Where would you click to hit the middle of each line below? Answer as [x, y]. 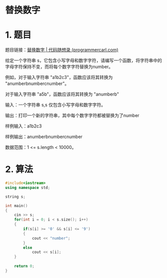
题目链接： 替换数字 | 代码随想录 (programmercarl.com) [62, 50]
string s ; [15, 196]
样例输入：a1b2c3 [23, 126]
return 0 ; [24, 266]
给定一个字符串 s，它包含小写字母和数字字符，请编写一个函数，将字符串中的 [84, 60]
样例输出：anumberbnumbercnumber [44, 137]
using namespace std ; [28, 187]
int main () [16, 205]
